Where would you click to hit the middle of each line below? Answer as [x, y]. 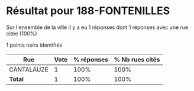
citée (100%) [22, 33]
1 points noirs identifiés [34, 45]
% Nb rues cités [137, 59]
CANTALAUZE [29, 69]
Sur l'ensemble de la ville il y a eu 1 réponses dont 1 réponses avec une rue [97, 27]
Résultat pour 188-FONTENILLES [88, 11]
